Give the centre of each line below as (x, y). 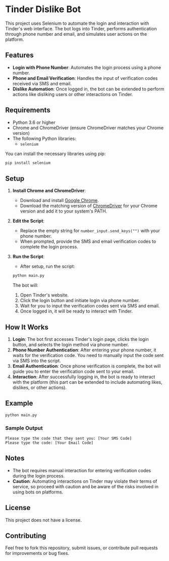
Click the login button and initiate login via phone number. (80, 300)
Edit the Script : (28, 221)
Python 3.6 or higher (34, 122)
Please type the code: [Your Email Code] (49, 443)
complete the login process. (49, 247)
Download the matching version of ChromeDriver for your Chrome (89, 206)
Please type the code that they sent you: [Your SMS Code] (69, 438)
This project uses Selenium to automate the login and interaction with (77, 23)
